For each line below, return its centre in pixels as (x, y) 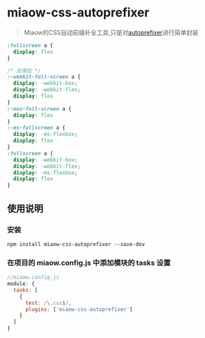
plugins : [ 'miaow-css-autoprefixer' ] (79, 309)
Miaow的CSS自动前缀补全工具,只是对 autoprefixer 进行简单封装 (111, 32)
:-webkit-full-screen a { (44, 77)
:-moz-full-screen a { (39, 109)
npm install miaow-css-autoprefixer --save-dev (76, 244)
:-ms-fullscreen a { (37, 128)
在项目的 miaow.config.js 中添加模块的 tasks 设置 (89, 263)
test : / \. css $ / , (48, 303)
